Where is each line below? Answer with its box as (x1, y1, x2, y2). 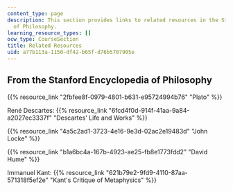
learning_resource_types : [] (7, 29, 92, 37)
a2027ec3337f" (7, 113, 52, 122)
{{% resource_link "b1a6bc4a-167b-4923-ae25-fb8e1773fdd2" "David (7, 147, 208, 156)
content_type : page (7, 10, 64, 17)
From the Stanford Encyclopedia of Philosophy (7, 74, 213, 87)
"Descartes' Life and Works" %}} (53, 113, 148, 122)
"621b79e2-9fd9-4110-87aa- (105, 168, 189, 176)
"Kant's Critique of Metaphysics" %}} (49, 176, 157, 184)
